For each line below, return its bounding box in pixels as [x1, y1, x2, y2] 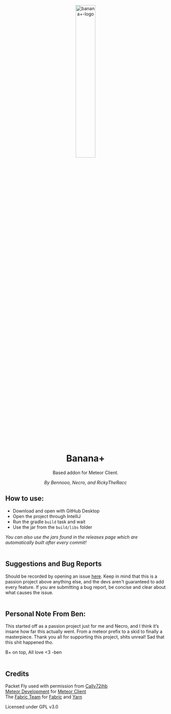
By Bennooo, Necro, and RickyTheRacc [44, 479, 127, 485]
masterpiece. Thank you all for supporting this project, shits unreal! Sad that [5, 634, 164, 640]
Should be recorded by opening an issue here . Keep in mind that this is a [5, 573, 158, 579]
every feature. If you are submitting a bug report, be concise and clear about [5, 584, 166, 590]
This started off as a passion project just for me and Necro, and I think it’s [5, 623, 159, 629]
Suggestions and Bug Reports [5, 559, 102, 569]
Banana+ [66, 453, 105, 464]
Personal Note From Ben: [5, 609, 86, 618]
